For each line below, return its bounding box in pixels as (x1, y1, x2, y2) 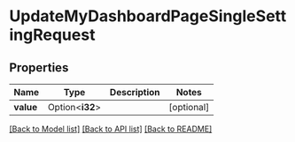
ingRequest (9, 25, 96, 45)
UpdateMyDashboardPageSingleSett (9, 6, 287, 26)
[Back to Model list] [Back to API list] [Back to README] (9, 123, 213, 134)
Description (109, 86, 161, 98)
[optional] (168, 101, 210, 113)
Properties (9, 60, 69, 75)
